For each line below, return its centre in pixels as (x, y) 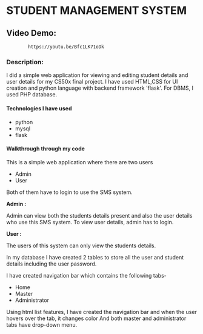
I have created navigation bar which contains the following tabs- (86, 275)
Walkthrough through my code (45, 149)
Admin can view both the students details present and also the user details (99, 215)
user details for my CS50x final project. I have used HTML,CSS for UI (92, 82)
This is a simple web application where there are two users (80, 162)
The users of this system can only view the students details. (81, 245)
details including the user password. (52, 264)
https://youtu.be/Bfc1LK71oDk (66, 47)
